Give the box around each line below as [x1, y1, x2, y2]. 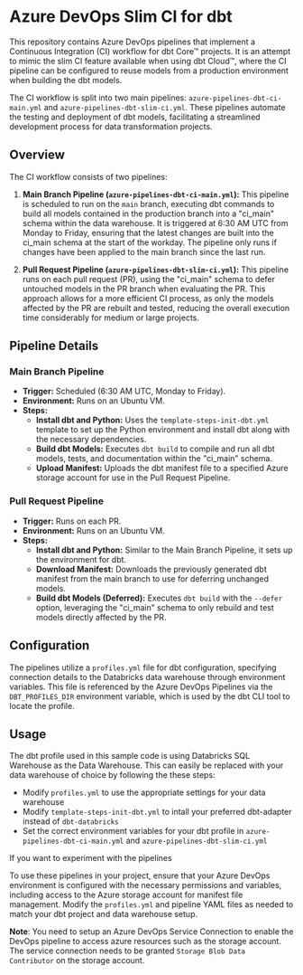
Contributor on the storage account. [9, 955, 145, 966]
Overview [9, 147, 66, 163]
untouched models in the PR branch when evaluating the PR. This [22, 283, 266, 294]
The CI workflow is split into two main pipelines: [9, 92, 188, 103]
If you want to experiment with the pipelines [9, 853, 173, 864]
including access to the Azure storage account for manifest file [9, 889, 243, 901]
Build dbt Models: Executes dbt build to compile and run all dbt [35, 443, 275, 454]
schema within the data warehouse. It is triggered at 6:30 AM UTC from [22, 217, 289, 228]
